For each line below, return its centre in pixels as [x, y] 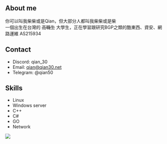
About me [21, 8]
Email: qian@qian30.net [37, 67]
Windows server [29, 105]
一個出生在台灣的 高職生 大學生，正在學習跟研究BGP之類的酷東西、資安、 [81, 27]
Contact [18, 50]
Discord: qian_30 [30, 62]
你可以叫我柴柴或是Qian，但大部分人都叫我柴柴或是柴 [61, 21]
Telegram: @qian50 [33, 72]
